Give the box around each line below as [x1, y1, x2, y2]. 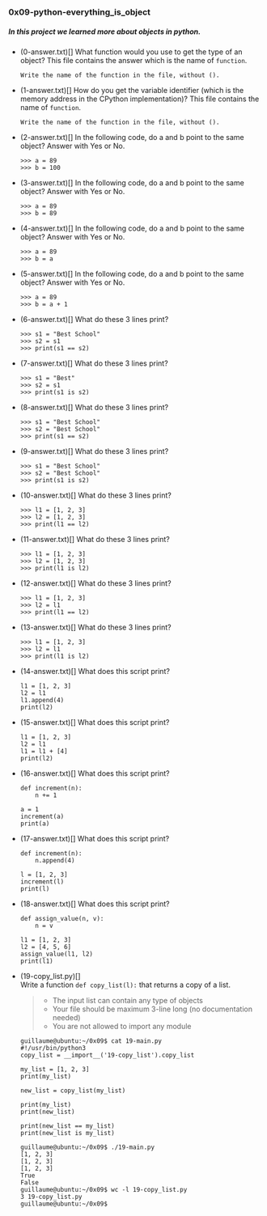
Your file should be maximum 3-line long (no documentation [52, 1004, 253, 1014]
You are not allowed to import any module [52, 1021, 192, 1031]
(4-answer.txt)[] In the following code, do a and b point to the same [19, 223, 245, 233]
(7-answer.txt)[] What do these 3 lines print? [19, 358, 168, 368]
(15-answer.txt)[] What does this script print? [19, 717, 170, 727]
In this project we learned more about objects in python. [8, 27, 201, 36]
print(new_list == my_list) [19, 1121, 115, 1130]
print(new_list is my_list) [19, 1129, 115, 1137]
